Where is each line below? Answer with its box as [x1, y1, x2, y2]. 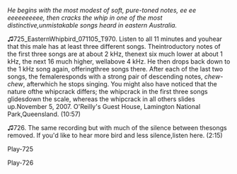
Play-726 [7, 158, 34, 167]
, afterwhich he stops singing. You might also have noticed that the [23, 80, 218, 88]
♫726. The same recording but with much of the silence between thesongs [7, 124, 228, 132]
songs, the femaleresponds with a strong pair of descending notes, [7, 72, 203, 81]
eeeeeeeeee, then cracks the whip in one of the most [7, 13, 163, 22]
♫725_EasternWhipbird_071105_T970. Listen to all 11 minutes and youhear [7, 35, 223, 43]
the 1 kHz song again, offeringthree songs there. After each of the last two [7, 65, 224, 73]
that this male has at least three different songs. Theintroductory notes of [7, 42, 221, 50]
